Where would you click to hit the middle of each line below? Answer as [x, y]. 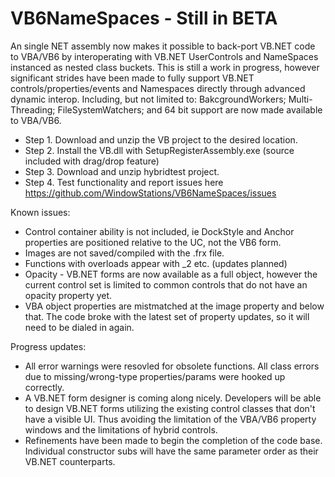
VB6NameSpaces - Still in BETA [144, 18]
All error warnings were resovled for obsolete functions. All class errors [172, 366]
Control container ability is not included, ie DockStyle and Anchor [159, 231]
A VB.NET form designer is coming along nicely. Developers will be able [173, 398]
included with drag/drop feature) [92, 161]
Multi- [300, 99]
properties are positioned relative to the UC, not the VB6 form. [153, 242]
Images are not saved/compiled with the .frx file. [124, 253]
